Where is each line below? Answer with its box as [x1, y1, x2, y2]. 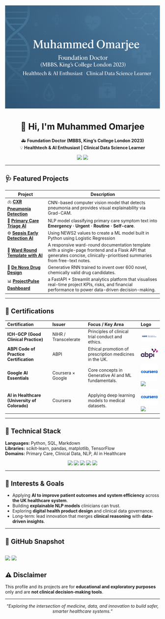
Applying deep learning [87, 392, 135, 398]
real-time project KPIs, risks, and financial [48, 282, 133, 288]
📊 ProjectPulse [7, 278, 40, 284]
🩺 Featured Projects [5, 175, 69, 183]
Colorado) [7, 403, 28, 409]
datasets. [87, 403, 107, 409]
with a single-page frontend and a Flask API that [48, 247, 146, 253]
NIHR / [52, 331, 66, 337]
